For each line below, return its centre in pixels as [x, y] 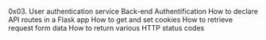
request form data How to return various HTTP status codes [106, 28]
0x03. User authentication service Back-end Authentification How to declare [133, 11]
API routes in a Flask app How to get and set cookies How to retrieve [120, 20]
